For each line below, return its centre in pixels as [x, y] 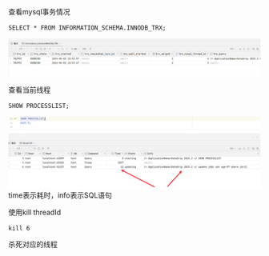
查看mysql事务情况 [39, 12]
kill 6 [19, 228]
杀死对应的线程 [33, 244]
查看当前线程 [29, 90]
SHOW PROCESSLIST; [39, 106]
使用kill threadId [35, 212]
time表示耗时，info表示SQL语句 [60, 195]
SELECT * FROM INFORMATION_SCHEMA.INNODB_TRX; [87, 28]
